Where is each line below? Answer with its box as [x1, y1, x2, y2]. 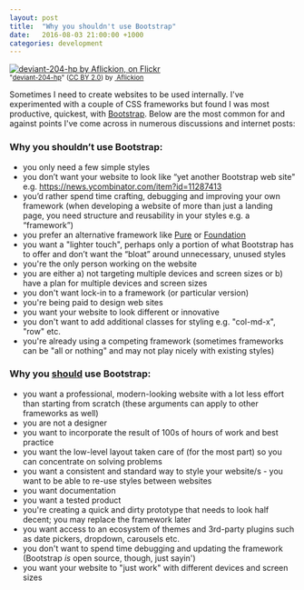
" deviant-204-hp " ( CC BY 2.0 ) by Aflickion [9, 74, 144, 83]
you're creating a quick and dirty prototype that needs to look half [22, 504, 270, 515]
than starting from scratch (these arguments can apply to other [22, 397, 259, 409]
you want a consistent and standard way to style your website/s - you [22, 465, 284, 476]
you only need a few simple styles [22, 161, 151, 173]
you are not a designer [22, 417, 107, 428]
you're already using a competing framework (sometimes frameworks [22, 335, 284, 346]
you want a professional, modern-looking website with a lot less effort [22, 388, 284, 399]
